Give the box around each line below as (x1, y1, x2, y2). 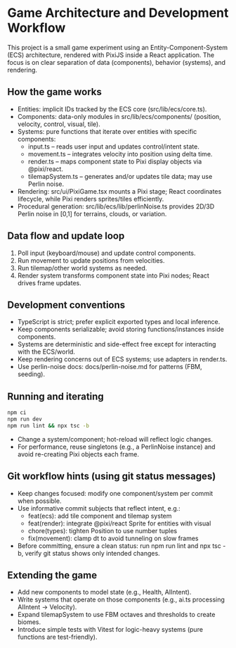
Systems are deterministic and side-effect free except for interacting (17, 340, 216, 349)
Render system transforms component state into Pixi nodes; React (17, 271, 209, 280)
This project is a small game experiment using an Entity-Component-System (7, 43, 228, 51)
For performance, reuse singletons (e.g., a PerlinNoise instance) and (17, 442, 216, 451)
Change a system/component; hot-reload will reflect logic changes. (17, 435, 213, 443)
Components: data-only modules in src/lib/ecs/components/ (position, (17, 112, 221, 120)
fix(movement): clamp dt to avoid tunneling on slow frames (27, 534, 199, 542)
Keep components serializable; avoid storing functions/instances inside (17, 325, 225, 334)
